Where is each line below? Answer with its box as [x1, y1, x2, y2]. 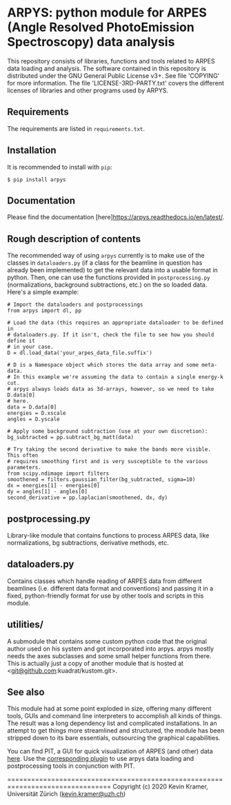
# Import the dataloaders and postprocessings [7, 301, 143, 308]
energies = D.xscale [7, 410, 67, 417]
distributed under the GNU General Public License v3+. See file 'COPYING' [7, 71, 220, 80]
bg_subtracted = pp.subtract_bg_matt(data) [7, 434, 134, 441]
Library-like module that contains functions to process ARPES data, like [7, 531, 210, 539]
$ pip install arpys [7, 176, 67, 183]
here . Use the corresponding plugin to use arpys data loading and [7, 755, 194, 763]
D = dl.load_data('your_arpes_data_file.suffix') [7, 349, 153, 356]
